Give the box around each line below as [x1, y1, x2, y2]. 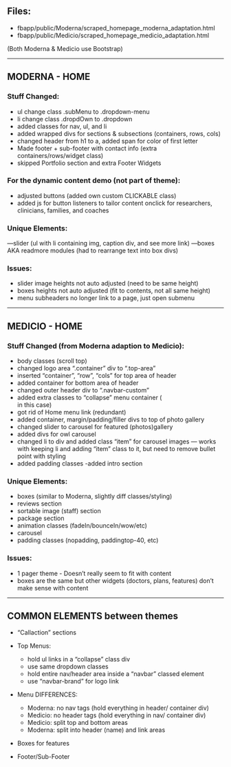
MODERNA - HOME [7, 71, 91, 83]
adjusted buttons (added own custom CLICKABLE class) [16, 191, 177, 199]
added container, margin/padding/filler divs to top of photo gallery [16, 415, 205, 424]
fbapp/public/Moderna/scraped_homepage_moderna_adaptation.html [16, 23, 215, 32]
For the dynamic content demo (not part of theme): [7, 176, 181, 186]
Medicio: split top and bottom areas [27, 719, 129, 727]
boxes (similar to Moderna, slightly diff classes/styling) [16, 492, 173, 501]
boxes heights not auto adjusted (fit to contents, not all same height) [16, 286, 211, 295]
